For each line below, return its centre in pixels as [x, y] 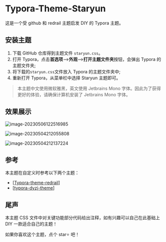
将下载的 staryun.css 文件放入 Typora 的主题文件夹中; [66, 71]
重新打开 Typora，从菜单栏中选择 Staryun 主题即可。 [66, 78]
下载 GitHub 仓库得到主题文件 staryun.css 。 [58, 53]
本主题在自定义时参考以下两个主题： [42, 173]
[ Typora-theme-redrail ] [36, 183]
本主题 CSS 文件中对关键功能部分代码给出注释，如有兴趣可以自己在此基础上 [83, 218]
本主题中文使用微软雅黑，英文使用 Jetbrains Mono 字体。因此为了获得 [89, 88]
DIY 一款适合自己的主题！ [31, 224]
